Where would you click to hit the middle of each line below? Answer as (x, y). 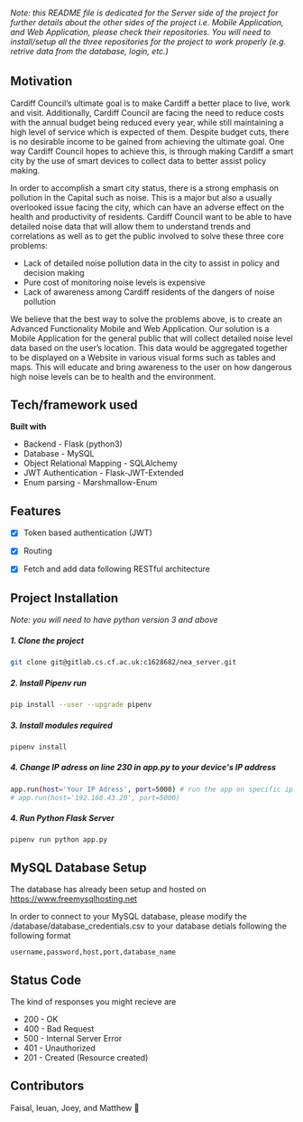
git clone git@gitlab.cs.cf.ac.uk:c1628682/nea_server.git (124, 663)
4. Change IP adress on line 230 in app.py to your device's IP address (143, 768)
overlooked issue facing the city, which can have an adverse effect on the (147, 207)
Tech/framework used (74, 405)
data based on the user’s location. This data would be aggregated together (149, 347)
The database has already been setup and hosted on (108, 890)
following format (41, 936)
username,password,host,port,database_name (93, 952)
